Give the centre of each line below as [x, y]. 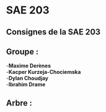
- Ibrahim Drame [26, 84]
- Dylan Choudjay [27, 78]
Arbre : [19, 103]
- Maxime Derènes [29, 66]
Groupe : [22, 51]
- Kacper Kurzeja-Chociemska [44, 72]
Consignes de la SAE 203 [53, 32]
